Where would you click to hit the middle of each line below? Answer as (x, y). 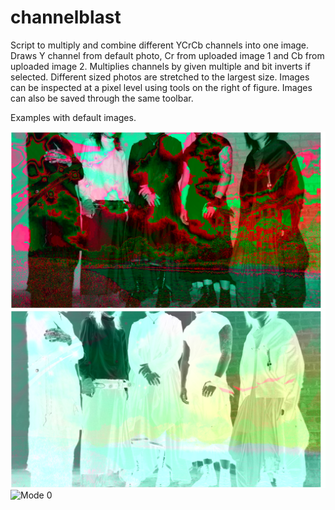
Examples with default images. (73, 117)
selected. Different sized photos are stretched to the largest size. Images (160, 77)
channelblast (66, 17)
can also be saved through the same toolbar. (102, 98)
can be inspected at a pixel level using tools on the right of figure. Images (161, 87)
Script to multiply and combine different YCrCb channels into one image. (160, 45)
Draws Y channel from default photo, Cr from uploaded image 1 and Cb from (167, 55)
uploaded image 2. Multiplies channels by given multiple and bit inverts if (160, 66)
